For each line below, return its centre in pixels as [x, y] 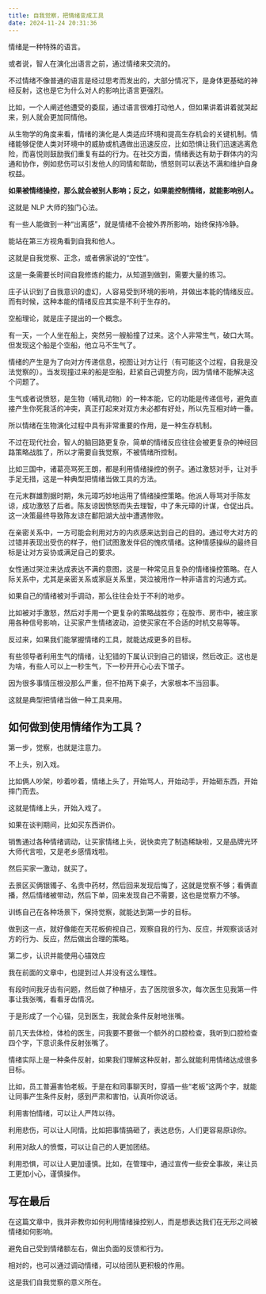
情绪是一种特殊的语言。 [46, 46]
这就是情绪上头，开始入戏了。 [57, 808]
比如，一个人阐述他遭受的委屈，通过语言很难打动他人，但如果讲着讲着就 [126, 107]
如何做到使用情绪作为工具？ [76, 727]
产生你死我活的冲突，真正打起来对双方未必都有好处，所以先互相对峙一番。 [136, 408]
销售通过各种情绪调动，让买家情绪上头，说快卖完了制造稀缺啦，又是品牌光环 [133, 842]
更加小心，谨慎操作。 [49, 1173]
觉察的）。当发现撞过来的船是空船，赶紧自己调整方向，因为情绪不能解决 [131, 371]
